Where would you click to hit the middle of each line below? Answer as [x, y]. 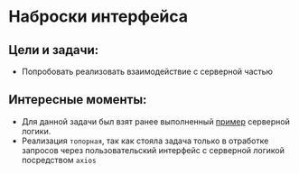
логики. [36, 131]
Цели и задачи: [54, 50]
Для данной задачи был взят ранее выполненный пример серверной [155, 121]
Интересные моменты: [78, 100]
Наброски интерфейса [98, 17]
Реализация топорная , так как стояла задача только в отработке [145, 141]
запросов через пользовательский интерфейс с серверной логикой [153, 150]
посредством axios [59, 160]
